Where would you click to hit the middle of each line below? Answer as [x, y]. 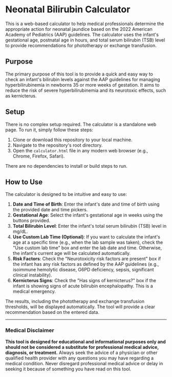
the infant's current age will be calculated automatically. [72, 253]
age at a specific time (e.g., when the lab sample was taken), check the [88, 243]
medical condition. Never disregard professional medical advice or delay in [84, 363]
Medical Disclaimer [30, 330]
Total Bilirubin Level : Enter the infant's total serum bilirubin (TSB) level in [90, 226]
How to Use [24, 182]
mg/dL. [20, 231]
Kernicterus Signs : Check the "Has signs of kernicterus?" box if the [84, 281]
